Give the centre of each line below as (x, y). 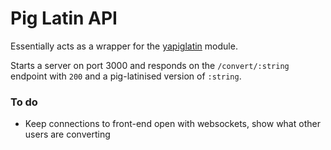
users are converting (67, 134)
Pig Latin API (64, 18)
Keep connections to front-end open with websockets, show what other (172, 124)
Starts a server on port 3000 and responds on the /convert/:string (150, 65)
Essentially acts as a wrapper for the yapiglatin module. (124, 46)
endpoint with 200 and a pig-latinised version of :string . (126, 76)
